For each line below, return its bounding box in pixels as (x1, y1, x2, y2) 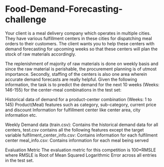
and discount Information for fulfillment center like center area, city (5, 107, 141, 113)
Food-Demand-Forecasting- (5, 3, 123, 15)
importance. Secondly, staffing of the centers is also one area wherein (5, 71, 147, 77)
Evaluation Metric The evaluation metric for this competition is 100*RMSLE (5, 147, 156, 153)
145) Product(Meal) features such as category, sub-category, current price (5, 101, 157, 107)
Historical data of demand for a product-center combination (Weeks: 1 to (5, 96, 152, 102)
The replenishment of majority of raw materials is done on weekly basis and (5, 61, 159, 67)
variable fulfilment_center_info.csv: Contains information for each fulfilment (5, 132, 158, 138)
